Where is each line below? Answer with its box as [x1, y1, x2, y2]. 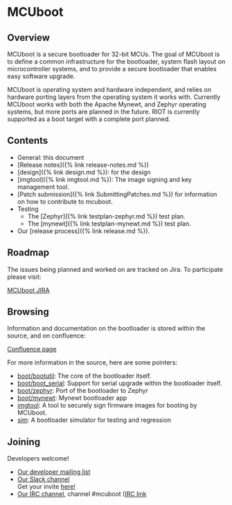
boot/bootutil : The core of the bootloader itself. [17, 371, 152, 380]
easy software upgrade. [7, 72, 75, 80]
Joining [7, 436, 40, 448]
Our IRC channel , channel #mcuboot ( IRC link [17, 490, 147, 498]
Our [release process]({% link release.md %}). [17, 226, 150, 235]
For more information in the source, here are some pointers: [7, 358, 178, 367]
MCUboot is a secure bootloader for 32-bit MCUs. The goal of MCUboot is [7, 50, 220, 58]
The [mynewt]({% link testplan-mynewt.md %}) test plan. [27, 219, 192, 228]
